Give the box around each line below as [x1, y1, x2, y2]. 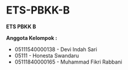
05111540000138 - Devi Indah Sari [14, 45, 97, 53]
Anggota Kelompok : [6, 34, 58, 41]
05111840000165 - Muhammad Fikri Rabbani [14, 58, 122, 65]
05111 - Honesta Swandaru [14, 52, 79, 59]
